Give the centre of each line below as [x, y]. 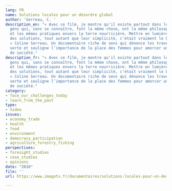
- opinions [17, 162]
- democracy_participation [34, 138]
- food [12, 129]
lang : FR [15, 10]
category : [16, 91]
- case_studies [21, 157]
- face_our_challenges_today [36, 96]
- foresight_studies [27, 153]
